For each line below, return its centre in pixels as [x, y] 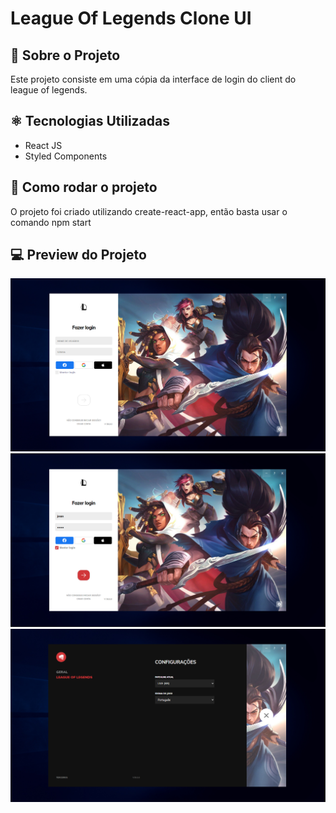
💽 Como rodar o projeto [84, 187]
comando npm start [51, 222]
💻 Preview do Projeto [78, 255]
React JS [43, 145]
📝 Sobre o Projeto [65, 55]
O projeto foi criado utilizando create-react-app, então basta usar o [149, 211]
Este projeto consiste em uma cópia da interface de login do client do [153, 79]
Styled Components [66, 156]
